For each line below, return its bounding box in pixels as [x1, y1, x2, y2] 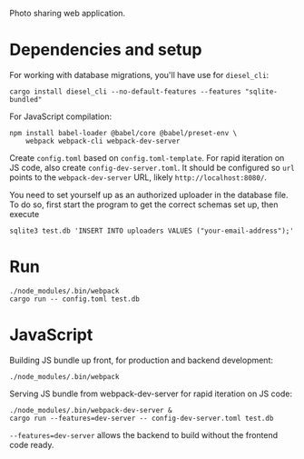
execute [9, 208, 40, 219]
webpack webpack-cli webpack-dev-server [25, 136, 181, 145]
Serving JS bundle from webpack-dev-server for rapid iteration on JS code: [9, 388, 293, 399]
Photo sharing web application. [9, 8, 125, 18]
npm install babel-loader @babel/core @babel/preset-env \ [9, 128, 238, 137]
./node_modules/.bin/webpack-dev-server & [9, 405, 172, 414]
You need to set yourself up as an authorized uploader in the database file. [9, 189, 289, 200]
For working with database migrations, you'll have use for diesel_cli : [9, 69, 270, 80]
